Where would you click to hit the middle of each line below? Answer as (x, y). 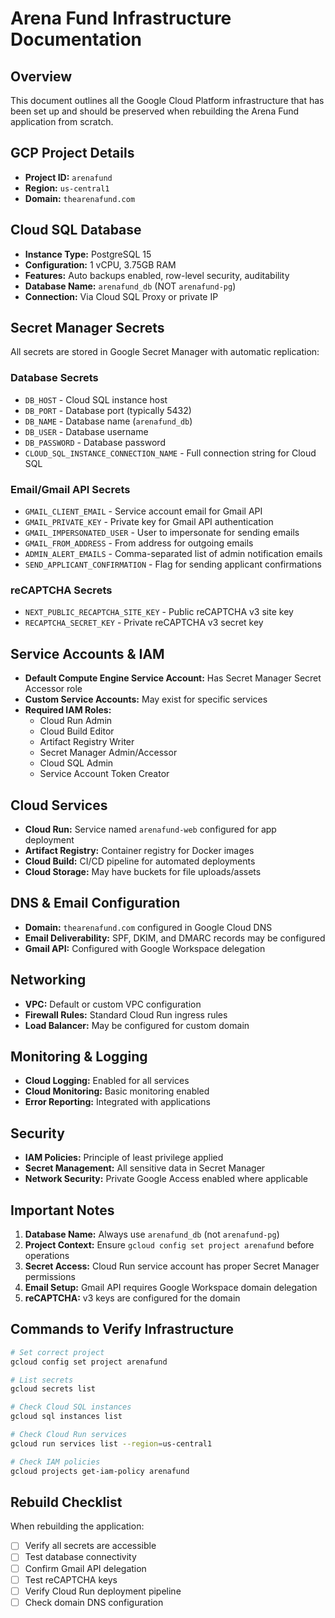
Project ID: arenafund (68, 177)
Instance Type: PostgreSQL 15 (88, 254)
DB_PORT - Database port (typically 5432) (108, 410)
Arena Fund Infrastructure (121, 18)
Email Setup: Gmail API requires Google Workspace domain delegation (171, 1288)
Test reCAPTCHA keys (71, 1579)
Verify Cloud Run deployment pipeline (103, 1591)
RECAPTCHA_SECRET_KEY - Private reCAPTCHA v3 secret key (144, 623)
